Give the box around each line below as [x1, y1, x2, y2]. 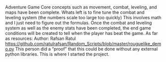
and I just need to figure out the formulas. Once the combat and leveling [5, 20, 152, 26]
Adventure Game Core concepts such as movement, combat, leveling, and [5, 4, 157, 10]
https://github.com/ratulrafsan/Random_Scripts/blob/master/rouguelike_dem [5, 41, 162, 46]
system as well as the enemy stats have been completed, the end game [5, 25, 151, 31]
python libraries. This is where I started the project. [5, 51, 110, 57]
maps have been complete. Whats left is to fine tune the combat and [5, 9, 145, 15]
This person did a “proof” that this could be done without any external [15, 46, 158, 52]
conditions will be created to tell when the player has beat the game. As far [5, 31, 158, 36]
